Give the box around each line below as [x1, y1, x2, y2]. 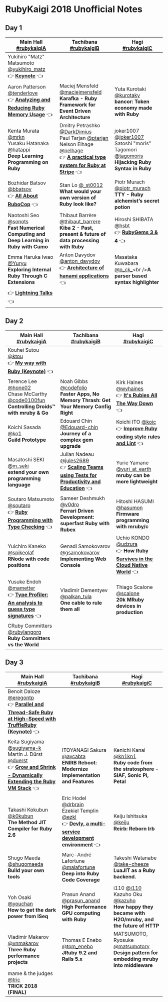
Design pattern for [113, 949, 158, 956]
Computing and [7, 231, 46, 237]
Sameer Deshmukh [59, 494, 105, 502]
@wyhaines [115, 385, 144, 392]
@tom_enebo [61, 943, 93, 950]
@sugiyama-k [7, 744, 41, 751]
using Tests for [59, 471, 97, 478]
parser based [114, 272, 147, 279]
